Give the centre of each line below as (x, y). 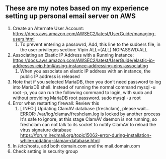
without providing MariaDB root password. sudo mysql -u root (76, 98)
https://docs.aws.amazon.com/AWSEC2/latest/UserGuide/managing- (84, 33)
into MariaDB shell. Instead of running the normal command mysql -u (84, 87)
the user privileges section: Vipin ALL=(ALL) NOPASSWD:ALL (84, 49)
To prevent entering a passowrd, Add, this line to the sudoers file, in (90, 44)
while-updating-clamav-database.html (60, 140)
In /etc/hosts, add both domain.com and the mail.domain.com (76, 146)
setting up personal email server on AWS (70, 16)
